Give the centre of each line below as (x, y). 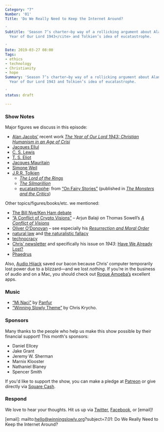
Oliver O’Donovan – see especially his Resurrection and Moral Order (81, 228)
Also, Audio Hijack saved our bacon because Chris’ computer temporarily (79, 263)
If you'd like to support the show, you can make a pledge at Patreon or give (81, 381)
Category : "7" (20, 10)
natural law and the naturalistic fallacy (50, 233)
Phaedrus (22, 254)
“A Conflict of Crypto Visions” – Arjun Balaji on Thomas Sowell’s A (78, 217)
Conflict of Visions (31, 223)
